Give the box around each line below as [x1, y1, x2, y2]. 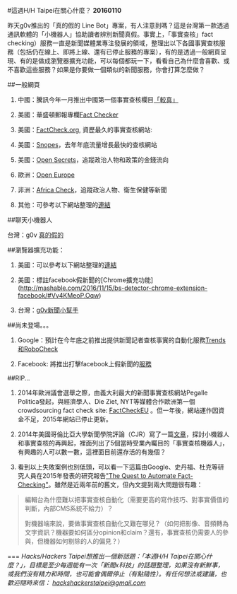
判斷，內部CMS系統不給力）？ [24, 504, 114, 513]
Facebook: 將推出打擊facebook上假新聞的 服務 [17, 360, 152, 368]
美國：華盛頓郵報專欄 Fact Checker [17, 110, 119, 119]
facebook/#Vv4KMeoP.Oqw [17, 291, 99, 299]
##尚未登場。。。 [7, 321, 53, 329]
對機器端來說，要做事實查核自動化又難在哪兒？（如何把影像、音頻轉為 [24, 519, 229, 528]
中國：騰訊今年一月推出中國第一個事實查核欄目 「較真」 [17, 95, 178, 104]
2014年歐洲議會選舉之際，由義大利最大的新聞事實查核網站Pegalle [17, 388, 208, 397]
